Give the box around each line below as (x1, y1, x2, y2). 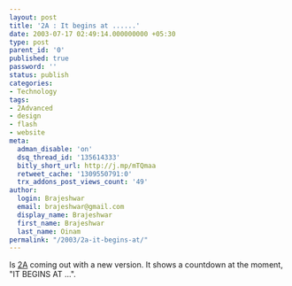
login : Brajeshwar (17, 194, 86, 204)
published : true (9, 54, 69, 63)
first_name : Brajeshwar (17, 219, 104, 228)
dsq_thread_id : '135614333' (17, 152, 121, 162)
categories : (9, 79, 53, 88)
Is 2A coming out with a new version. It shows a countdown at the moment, (9, 259, 283, 270)
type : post (9, 37, 50, 47)
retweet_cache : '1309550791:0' (17, 169, 133, 178)
